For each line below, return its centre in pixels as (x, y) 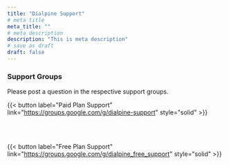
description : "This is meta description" (68, 40)
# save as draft (30, 46)
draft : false (26, 53)
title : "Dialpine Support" (46, 14)
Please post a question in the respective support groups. (88, 92)
